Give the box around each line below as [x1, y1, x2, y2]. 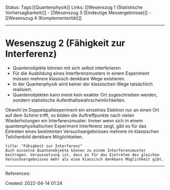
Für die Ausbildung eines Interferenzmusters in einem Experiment [12, 70, 149, 76]
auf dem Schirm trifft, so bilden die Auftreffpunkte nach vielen [5, 112, 135, 118]
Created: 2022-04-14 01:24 [5, 180, 63, 186]
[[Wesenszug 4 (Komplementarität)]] [5, 15, 82, 21]
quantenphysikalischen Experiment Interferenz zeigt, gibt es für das [5, 123, 147, 129]
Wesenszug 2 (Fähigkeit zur [5, 37, 125, 49]
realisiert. [12, 86, 32, 92]
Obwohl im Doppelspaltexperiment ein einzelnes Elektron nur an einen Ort [5, 107, 159, 113]
